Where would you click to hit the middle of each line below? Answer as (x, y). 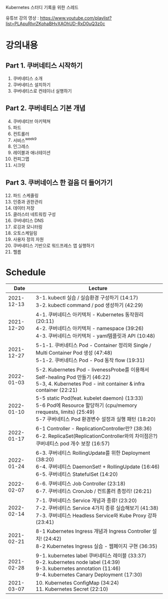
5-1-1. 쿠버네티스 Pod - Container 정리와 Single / (93, 346)
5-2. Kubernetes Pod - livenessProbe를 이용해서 (92, 370)
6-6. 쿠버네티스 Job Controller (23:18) (81, 484)
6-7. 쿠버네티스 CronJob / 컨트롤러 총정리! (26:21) (94, 491)
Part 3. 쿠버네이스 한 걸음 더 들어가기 (59, 183)
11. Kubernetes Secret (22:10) (72, 589)
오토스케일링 (25, 233)
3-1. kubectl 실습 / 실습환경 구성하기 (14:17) (87, 298)
